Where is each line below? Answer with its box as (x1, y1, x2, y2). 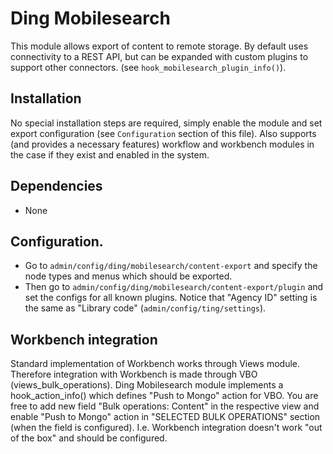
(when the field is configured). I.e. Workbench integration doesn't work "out (10, 422, 323, 434)
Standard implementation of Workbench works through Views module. (10, 358, 300, 370)
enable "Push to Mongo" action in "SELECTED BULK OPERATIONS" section (10, 411, 321, 423)
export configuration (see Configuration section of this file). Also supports (10, 127, 317, 139)
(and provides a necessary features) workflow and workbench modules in (10, 138, 315, 150)
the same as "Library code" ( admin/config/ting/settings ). (24, 302, 267, 314)
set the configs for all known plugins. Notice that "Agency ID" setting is (24, 292, 318, 304)
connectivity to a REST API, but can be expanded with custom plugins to (10, 50, 309, 62)
